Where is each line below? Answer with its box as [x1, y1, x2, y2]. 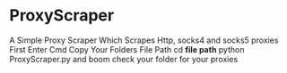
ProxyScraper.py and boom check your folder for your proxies [9, 53, 239, 64]
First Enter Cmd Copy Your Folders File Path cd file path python [9, 44, 245, 54]
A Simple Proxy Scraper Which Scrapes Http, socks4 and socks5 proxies [9, 35, 279, 45]
